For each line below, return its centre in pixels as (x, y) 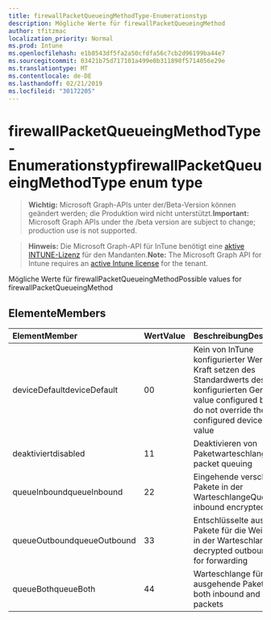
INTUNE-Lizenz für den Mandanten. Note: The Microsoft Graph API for (145, 255)
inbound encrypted (229, 508)
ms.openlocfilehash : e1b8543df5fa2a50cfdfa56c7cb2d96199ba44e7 (117, 53)
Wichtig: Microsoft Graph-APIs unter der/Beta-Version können (132, 205)
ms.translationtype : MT (48, 69)
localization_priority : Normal (61, 38)
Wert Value (165, 336)
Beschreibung (221, 336)
